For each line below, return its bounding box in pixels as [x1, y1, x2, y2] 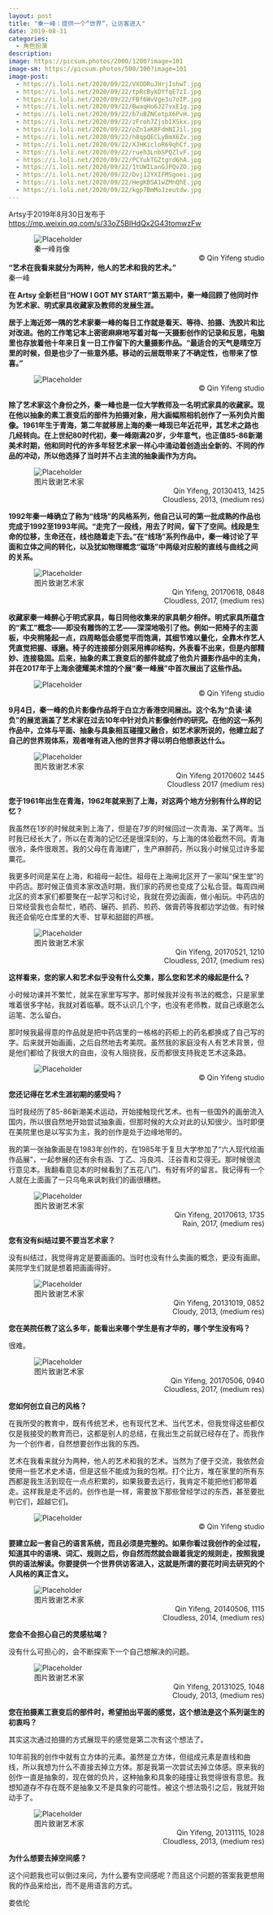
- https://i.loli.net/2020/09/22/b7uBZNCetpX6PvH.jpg [15, 111, 201, 119]
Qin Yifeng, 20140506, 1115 [174, 1603, 265, 1613]
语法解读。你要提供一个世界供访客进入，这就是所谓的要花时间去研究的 [22, 1559, 258, 1568]
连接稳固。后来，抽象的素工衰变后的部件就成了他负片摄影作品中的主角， [22, 652, 265, 663]
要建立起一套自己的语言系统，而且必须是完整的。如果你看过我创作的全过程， [8, 1538, 265, 1548]
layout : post [8, 11, 53, 20]
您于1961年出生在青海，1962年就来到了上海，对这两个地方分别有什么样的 [8, 796, 254, 805]
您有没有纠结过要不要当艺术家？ [8, 1235, 115, 1245]
